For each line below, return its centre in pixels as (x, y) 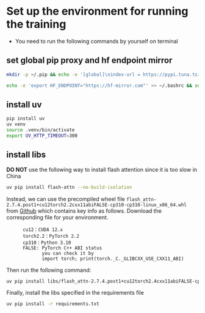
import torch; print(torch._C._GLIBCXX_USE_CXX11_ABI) (113, 259)
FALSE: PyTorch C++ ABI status (62, 248)
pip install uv (26, 119)
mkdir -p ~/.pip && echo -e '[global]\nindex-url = (73, 75)
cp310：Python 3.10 (47, 243)
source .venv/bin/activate (41, 130)
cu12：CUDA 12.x (42, 230)
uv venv (16, 124)
